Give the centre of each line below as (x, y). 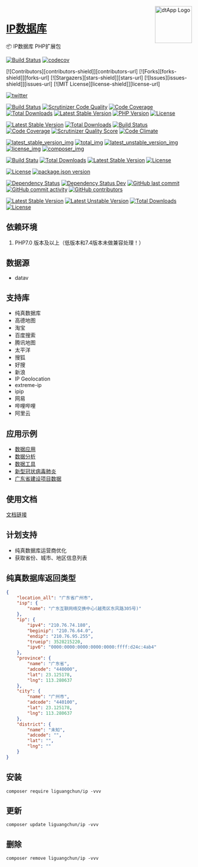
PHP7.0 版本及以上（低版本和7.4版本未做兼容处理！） (79, 243)
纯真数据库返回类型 (41, 578)
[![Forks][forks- (158, 71)
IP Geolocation (32, 379)
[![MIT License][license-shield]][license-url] (107, 84)
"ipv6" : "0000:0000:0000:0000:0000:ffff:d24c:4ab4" (92, 647)
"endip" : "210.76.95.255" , (60, 636)
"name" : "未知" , (46, 730)
